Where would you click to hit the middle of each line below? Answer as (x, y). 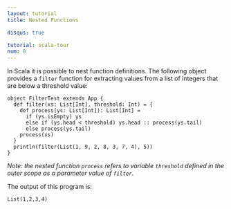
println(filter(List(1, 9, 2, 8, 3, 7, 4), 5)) (83, 147)
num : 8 (17, 52)
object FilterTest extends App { (55, 99)
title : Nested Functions (43, 20)
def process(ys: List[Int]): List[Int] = (80, 111)
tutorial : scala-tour (38, 45)
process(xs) (37, 135)
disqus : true (26, 33)
